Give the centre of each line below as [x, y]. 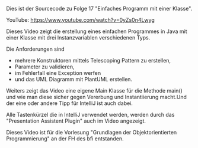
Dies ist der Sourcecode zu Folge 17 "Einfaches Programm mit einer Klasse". [99, 9]
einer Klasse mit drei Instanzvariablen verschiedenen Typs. [78, 37]
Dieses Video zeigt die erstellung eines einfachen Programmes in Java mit [97, 31]
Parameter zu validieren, [44, 67]
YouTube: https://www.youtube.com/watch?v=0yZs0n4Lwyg [81, 20]
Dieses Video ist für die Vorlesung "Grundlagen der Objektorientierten [92, 132]
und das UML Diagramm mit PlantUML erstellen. [73, 79]
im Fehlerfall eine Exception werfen [58, 73]
